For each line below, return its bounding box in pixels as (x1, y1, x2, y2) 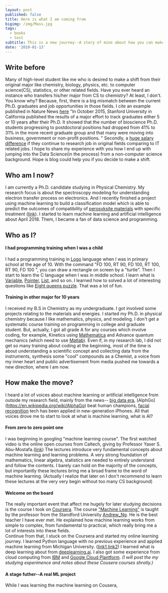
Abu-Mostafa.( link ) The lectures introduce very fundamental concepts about (5, 447, 162, 453)
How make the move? (5, 378, 74, 387)
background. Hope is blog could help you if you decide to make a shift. (5, 157, 151, 163)
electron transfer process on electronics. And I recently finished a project (5, 195, 156, 201)
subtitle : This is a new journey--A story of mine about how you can (5, 40, 153, 45)
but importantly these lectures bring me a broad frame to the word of (5, 468, 147, 474)
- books (9, 31, 26, 36)
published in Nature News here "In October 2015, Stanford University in (5, 108, 152, 114)
